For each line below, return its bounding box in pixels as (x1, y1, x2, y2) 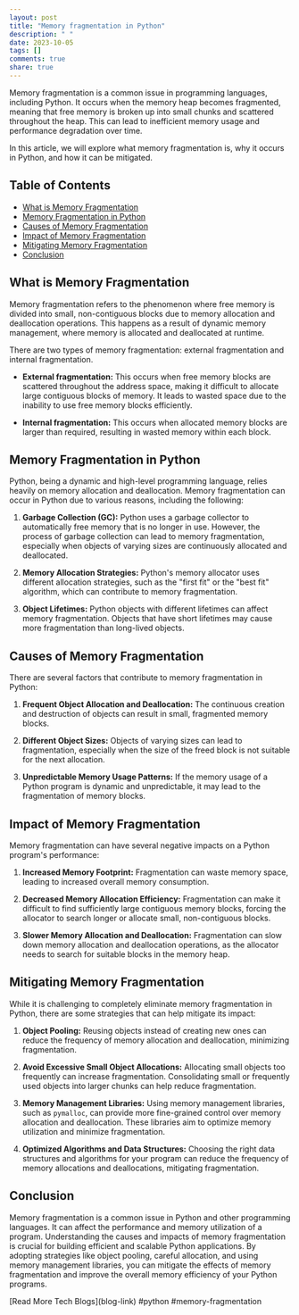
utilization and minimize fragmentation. (21, 1126, 166, 1136)
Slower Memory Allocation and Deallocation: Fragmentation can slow (21, 929, 283, 940)
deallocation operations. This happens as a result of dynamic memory (9, 318, 266, 329)
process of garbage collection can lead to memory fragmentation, (21, 531, 265, 542)
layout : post (9, 12, 58, 22)
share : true (9, 63, 54, 72)
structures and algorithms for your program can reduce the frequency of (21, 1153, 289, 1163)
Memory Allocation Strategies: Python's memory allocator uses (21, 568, 261, 578)
